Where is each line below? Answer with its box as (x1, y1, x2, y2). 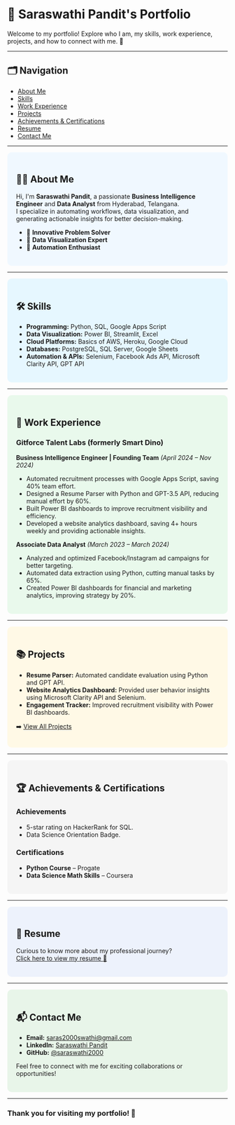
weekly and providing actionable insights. (26, 527, 146, 535)
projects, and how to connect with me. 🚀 (7, 36, 124, 45)
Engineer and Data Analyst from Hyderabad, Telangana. (16, 199, 180, 208)
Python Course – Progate (26, 863, 100, 872)
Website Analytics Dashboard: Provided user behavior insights (26, 685, 210, 694)
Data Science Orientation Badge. (26, 830, 121, 839)
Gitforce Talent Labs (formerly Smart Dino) (16, 438, 164, 447)
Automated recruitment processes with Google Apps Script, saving (26, 475, 219, 483)
